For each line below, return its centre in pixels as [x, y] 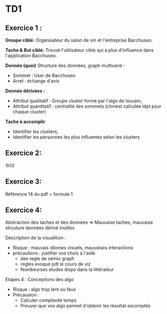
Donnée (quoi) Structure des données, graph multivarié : [65, 65]
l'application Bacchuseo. [31, 55]
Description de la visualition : [36, 238]
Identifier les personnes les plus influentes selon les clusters [76, 137]
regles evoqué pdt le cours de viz [55, 264]
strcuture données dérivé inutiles [40, 228]
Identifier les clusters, [35, 132]
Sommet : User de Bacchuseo [44, 75]
